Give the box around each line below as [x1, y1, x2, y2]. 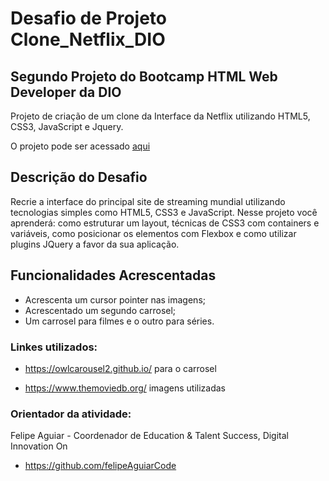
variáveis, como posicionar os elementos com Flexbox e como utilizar [10, 227, 297, 239]
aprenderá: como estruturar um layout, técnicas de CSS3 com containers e [10, 217, 320, 229]
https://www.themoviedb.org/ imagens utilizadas [24, 382, 227, 394]
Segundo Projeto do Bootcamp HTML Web [10, 68, 278, 85]
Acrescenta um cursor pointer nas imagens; [24, 293, 206, 306]
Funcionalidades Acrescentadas [10, 267, 217, 284]
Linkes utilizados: [10, 340, 98, 354]
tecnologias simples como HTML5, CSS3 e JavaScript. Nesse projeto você [10, 206, 318, 218]
